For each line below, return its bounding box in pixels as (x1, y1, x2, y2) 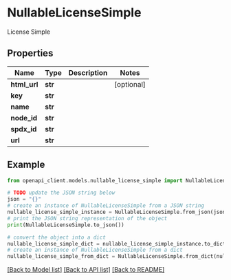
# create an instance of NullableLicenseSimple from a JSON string (7, 202, 205, 209)
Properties (7, 47, 54, 59)
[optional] (114, 79, 146, 89)
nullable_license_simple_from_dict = (7, 253, 115, 260)
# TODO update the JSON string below (7, 189, 115, 197)
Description (68, 67, 108, 77)
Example (7, 159, 45, 171)
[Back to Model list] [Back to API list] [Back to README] (7, 266, 165, 274)
